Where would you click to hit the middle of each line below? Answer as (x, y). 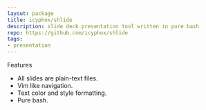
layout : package (30, 13)
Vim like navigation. (45, 86)
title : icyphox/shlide (40, 20)
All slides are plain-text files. (57, 78)
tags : (15, 39)
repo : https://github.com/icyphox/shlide (68, 33)
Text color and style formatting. (62, 93)
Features (20, 65)
